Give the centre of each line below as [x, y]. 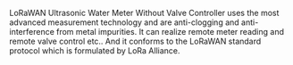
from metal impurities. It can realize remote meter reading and [170, 32]
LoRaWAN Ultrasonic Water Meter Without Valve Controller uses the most [144, 13]
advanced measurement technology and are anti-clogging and [124, 22]
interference [32, 32]
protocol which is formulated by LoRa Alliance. [95, 51]
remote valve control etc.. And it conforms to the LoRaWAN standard [135, 41]
